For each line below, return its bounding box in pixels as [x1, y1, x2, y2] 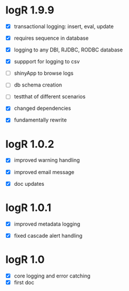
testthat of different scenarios [13, 93, 86, 100]
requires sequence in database [13, 34, 89, 41]
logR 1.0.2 [5, 137, 55, 151]
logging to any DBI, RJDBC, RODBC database [13, 46, 123, 53]
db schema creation [13, 81, 62, 88]
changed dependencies [13, 105, 71, 112]
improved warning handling [13, 157, 80, 164]
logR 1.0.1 [5, 201, 52, 214]
